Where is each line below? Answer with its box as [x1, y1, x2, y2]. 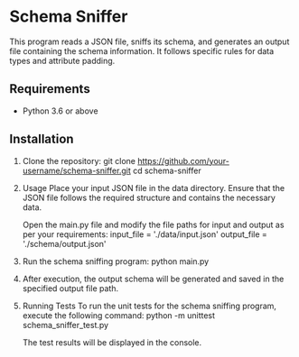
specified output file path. [22, 282, 119, 294]
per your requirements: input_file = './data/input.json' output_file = [22, 228, 268, 240]
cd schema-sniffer [132, 165, 201, 176]
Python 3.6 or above [22, 105, 98, 116]
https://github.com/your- [136, 155, 230, 166]
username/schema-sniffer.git [22, 165, 131, 176]
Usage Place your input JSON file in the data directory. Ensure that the [22, 182, 285, 193]
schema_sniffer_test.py [22, 319, 109, 330]
